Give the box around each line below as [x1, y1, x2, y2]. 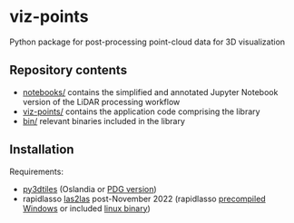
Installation [9, 142, 74, 158]
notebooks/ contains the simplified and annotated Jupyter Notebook [22, 86, 279, 97]
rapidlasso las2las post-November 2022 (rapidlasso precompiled [22, 193, 266, 204]
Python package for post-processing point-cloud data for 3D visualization [9, 36, 286, 47]
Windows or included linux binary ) [22, 202, 152, 214]
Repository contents [9, 63, 128, 78]
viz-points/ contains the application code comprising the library [22, 106, 260, 117]
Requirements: [9, 166, 64, 177]
